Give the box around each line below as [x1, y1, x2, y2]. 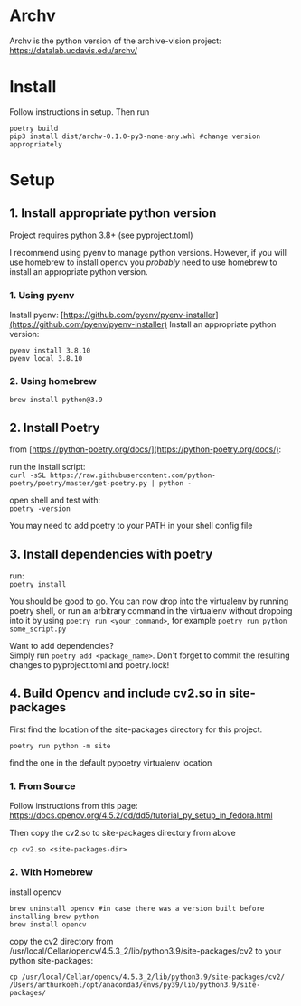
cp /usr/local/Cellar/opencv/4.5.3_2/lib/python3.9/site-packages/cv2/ [9, 973, 285, 982]
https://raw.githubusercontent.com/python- [49, 471, 217, 480]
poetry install [9, 580, 67, 589]
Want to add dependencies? [9, 641, 115, 652]
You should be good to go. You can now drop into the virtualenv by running [9, 596, 289, 606]
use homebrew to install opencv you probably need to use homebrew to [9, 257, 277, 268]
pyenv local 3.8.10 [9, 354, 83, 363]
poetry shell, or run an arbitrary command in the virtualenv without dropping [9, 606, 293, 616]
